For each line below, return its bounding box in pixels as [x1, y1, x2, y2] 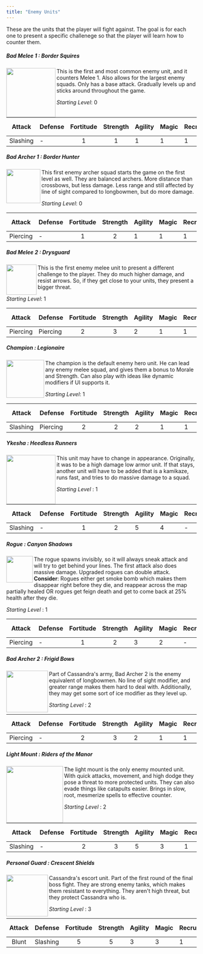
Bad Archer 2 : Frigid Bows [6, 655, 75, 663]
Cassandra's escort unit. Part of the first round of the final [49, 875, 193, 882]
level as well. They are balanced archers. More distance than [41, 175, 193, 182]
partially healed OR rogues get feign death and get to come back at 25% [6, 588, 187, 595]
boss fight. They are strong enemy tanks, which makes [49, 881, 185, 888]
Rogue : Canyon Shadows [6, 540, 72, 548]
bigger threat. [37, 283, 72, 291]
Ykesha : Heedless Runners [6, 440, 77, 447]
